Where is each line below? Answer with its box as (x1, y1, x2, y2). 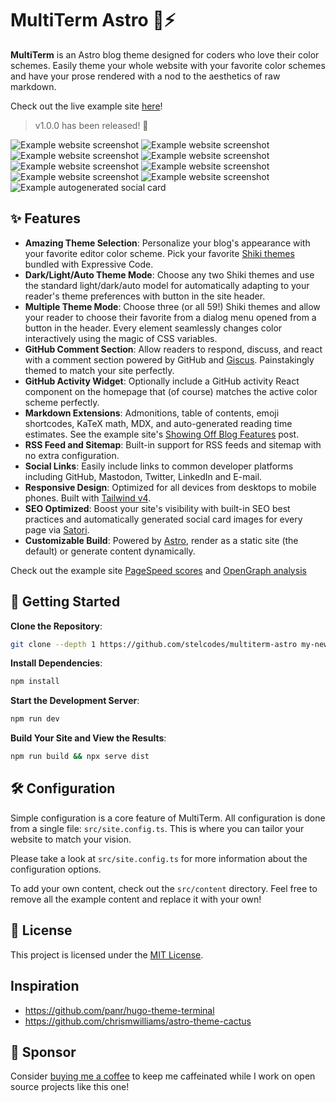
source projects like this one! (10, 1081, 130, 1093)
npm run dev (10, 714, 60, 724)
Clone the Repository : (10, 620, 103, 632)
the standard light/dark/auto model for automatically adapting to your (24, 279, 310, 291)
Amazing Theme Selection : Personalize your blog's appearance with (24, 237, 311, 249)
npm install (10, 677, 60, 687)
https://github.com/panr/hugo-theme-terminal (24, 1004, 215, 1016)
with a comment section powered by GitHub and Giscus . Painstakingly (24, 353, 315, 366)
